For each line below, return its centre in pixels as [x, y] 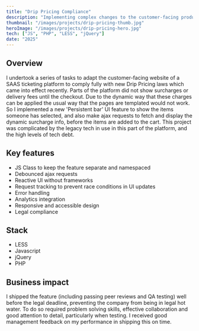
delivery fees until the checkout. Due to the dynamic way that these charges [99, 96]
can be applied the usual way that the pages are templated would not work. [98, 103]
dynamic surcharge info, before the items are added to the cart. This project [99, 122]
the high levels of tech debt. [40, 134]
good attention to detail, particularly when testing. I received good [87, 316]
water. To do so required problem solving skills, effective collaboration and [97, 309]
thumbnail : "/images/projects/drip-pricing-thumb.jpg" [75, 23]
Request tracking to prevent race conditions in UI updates [85, 186]
